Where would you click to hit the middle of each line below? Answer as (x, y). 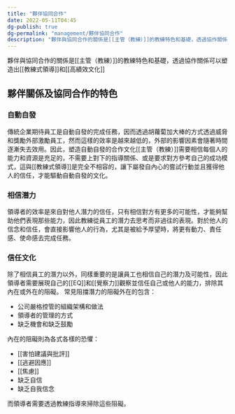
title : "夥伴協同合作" (37, 14)
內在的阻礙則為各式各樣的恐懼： (53, 339)
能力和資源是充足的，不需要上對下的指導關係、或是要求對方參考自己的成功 (114, 157)
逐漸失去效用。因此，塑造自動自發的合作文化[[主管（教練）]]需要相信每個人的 (117, 149)
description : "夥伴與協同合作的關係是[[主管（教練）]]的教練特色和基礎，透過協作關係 (117, 40)
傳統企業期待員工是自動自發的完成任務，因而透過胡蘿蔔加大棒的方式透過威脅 (117, 131)
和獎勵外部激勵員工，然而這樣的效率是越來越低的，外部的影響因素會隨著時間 (117, 140)
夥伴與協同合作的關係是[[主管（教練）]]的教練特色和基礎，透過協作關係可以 (114, 61)
